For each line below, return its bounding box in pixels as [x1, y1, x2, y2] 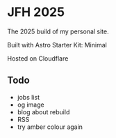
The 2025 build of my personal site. [7, 27, 109, 36]
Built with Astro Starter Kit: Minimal [7, 40, 108, 49]
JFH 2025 [7, 4, 65, 20]
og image [17, 100, 44, 109]
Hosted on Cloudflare [7, 54, 69, 63]
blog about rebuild [17, 107, 70, 116]
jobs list [17, 93, 40, 101]
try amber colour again [17, 123, 83, 131]
